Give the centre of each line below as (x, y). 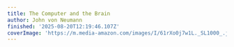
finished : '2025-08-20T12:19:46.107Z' (63, 26)
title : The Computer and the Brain (59, 13)
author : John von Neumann (45, 20)
